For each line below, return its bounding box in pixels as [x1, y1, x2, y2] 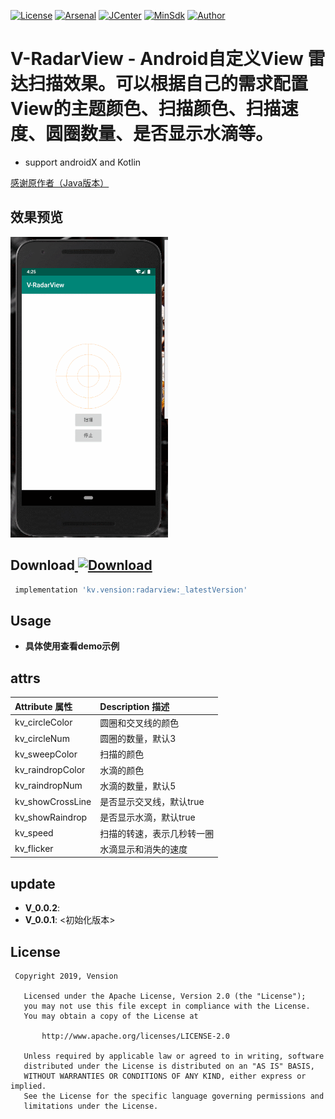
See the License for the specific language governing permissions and [23, 1091, 325, 1102]
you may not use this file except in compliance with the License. [23, 1001, 311, 1012]
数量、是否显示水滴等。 [80, 123, 274, 145]
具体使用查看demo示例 [24, 640, 120, 652]
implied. [10, 1081, 47, 1092]
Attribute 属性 [14, 700, 73, 712]
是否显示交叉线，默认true [99, 796, 205, 808]
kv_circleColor [14, 716, 73, 729]
